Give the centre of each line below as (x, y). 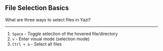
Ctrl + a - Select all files (37, 44)
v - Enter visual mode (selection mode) (51, 39)
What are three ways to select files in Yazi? (48, 19)
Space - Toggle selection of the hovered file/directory (65, 34)
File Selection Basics (37, 8)
